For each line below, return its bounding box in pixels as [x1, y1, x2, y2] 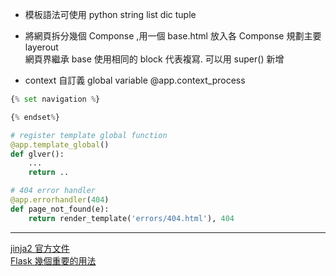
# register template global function [10, 130, 168, 140]
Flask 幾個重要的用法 [10, 254, 97, 267]
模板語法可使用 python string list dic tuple [24, 9, 197, 20]
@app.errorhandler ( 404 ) [10, 195, 110, 205]
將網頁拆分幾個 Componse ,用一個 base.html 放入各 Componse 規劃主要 [24, 30, 322, 42]
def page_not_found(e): [10, 204, 110, 214]
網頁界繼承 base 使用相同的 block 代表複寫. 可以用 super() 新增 [24, 53, 285, 65]
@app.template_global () [10, 139, 110, 150]
